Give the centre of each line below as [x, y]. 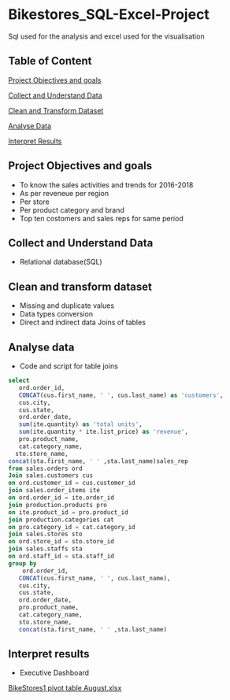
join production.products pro [58, 505]
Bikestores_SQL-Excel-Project [109, 15]
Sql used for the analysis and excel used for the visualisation [106, 36]
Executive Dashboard [54, 673]
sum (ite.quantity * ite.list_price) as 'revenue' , [104, 432]
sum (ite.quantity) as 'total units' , [81, 424]
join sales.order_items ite [54, 491]
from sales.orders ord [45, 469]
